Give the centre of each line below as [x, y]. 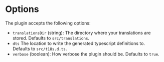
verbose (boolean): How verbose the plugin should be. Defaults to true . [86, 54]
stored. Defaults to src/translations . [51, 38]
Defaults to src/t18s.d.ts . [40, 48]
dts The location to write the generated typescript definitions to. [79, 43]
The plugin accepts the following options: [48, 23]
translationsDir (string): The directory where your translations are [81, 32]
